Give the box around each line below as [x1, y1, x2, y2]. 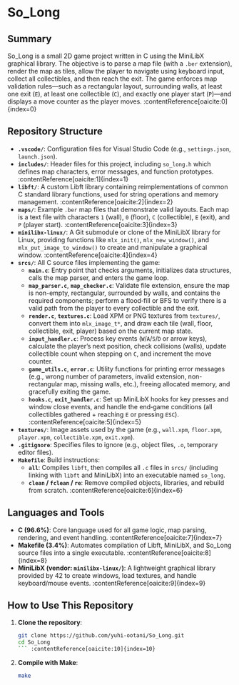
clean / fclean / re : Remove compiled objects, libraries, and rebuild [28, 478, 225, 486]
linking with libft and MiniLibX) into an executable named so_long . [28, 471, 226, 479]
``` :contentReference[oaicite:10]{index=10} [17, 646, 156, 653]
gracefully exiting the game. [28, 387, 111, 396]
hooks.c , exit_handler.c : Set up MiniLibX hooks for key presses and [28, 394, 229, 404]
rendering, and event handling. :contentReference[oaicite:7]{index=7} [17, 533, 223, 541]
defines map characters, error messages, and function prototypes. [17, 167, 214, 176]
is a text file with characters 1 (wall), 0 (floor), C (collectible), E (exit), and [17, 212, 230, 221]
